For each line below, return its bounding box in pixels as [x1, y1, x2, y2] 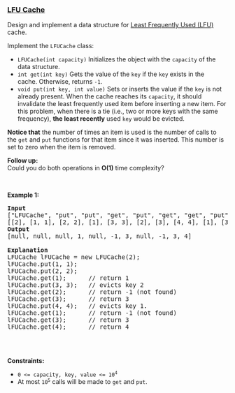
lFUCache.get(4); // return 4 [7, 323, 129, 331]
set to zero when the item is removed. [7, 143, 116, 151]
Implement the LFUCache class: [7, 42, 94, 50]
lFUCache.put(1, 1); [7, 260, 78, 268]
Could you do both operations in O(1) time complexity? [7, 164, 164, 172]
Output [7, 225, 30, 233]
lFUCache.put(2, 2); [7, 267, 78, 275]
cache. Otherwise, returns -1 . [17, 77, 103, 86]
